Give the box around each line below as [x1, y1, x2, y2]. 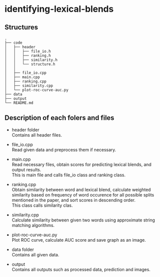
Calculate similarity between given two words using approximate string [11, 217, 155, 223]
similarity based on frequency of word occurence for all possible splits [11, 192, 154, 197]
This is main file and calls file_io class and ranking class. [11, 172, 126, 178]
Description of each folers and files [4, 114, 115, 122]
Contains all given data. [11, 251, 59, 257]
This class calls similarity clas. [11, 202, 73, 208]
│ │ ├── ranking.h [4, 53, 51, 58]
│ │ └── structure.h [4, 62, 55, 67]
